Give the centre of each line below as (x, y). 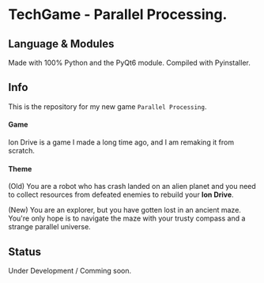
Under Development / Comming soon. (70, 271)
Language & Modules (61, 44)
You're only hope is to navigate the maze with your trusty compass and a (127, 218)
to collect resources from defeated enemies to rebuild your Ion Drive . (121, 194)
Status (25, 252)
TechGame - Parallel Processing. (118, 15)
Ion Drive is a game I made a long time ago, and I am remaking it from (121, 142)
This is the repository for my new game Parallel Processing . (107, 106)
